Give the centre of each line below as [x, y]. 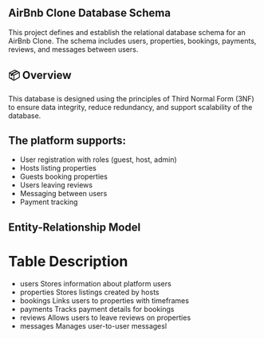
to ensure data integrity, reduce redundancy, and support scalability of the [130, 107]
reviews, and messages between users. [73, 49]
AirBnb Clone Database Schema [90, 13]
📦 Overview [40, 75]
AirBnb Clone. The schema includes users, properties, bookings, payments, [132, 41]
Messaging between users [63, 194]
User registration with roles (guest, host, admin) [98, 160]
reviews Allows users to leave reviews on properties [105, 317]
